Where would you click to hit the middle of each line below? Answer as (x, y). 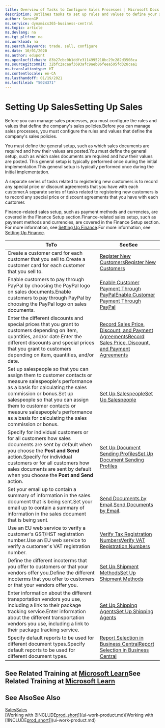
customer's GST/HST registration (46, 534)
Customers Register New (128, 262)
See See (129, 244)
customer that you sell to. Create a (47, 259)
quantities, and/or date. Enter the (45, 336)
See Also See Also (33, 698)
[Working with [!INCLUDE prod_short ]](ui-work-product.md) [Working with (79, 715)
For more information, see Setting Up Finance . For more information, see (78, 227)
